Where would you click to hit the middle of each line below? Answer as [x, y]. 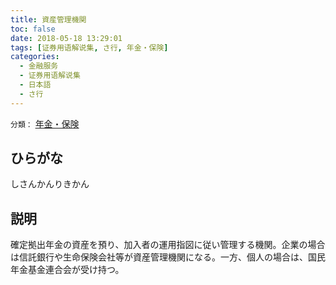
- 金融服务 [39, 66]
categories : [35, 57]
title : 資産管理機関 [48, 19]
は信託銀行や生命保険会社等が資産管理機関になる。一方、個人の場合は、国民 [168, 257]
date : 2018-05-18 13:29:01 [66, 38]
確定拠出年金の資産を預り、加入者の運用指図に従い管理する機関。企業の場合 [168, 245]
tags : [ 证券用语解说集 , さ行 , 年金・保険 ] [89, 47]
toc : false [33, 29]
